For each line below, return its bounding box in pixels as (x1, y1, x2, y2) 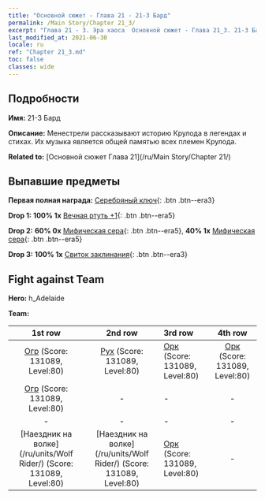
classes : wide (8, 63, 55, 71)
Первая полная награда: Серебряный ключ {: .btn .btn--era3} (8, 196, 215, 205)
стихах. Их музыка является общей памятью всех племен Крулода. (8, 136, 237, 146)
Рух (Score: (99, 346, 144, 357)
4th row (217, 328, 248, 339)
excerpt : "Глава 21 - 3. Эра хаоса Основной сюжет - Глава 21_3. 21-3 (8, 26, 248, 34)
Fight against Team (8, 273, 105, 286)
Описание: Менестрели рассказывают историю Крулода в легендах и (8, 128, 247, 138)
